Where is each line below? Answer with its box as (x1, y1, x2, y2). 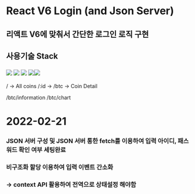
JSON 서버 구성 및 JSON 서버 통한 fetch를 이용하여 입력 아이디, (6, 137, 177, 145)
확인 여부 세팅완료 (18, 146, 67, 154)
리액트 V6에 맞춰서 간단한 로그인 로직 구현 (6, 29, 149, 39)
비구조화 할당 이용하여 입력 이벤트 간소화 (6, 163, 114, 172)
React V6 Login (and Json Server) (6, 4, 174, 18)
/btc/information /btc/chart (6, 94, 71, 101)
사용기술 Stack (6, 51, 58, 61)
